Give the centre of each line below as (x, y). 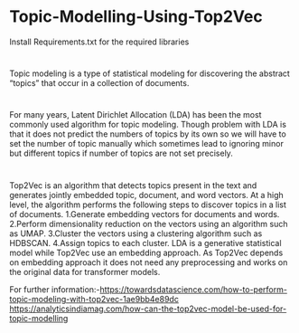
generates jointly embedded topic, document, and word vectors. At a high (147, 195)
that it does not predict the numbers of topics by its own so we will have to (148, 134)
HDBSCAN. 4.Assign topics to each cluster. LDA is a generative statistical (145, 243)
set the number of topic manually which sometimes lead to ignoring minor (147, 144)
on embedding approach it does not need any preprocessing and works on (149, 262)
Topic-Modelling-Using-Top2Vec (136, 17)
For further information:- (55, 289)
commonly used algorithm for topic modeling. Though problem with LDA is (148, 125)
